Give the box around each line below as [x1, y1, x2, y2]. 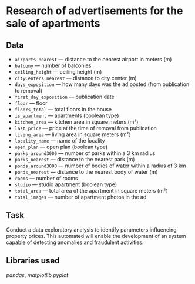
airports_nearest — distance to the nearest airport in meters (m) [14, 56, 172, 62]
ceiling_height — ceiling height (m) [14, 68, 102, 75]
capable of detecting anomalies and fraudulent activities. [6, 239, 144, 246]
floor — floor [14, 100, 48, 107]
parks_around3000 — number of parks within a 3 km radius [14, 150, 156, 157]
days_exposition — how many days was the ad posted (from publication [14, 81, 190, 88]
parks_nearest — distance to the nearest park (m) [14, 156, 135, 163]
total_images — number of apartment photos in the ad [14, 193, 147, 200]
